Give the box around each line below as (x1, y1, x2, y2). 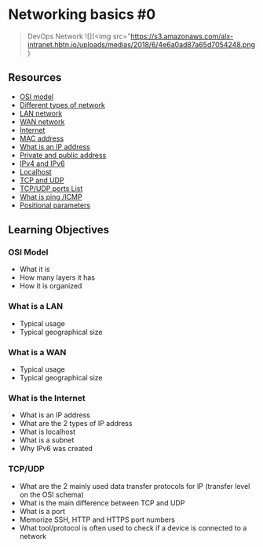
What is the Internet (8, 392, 86, 403)
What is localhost (19, 427, 76, 437)
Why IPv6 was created (19, 444, 93, 453)
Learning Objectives (8, 223, 110, 237)
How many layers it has (19, 273, 96, 282)
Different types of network (19, 100, 106, 109)
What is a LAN (8, 301, 64, 312)
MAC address (19, 134, 64, 143)
